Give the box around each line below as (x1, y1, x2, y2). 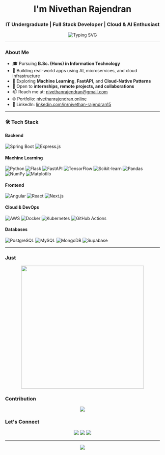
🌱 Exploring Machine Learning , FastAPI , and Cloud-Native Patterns (12, 78, 151, 84)
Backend (5, 133, 24, 139)
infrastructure (12, 73, 40, 79)
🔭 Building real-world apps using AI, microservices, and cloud (12, 67, 137, 73)
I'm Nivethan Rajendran (33, 3, 132, 15)
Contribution (5, 395, 36, 402)
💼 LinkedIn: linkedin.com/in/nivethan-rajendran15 (12, 101, 111, 107)
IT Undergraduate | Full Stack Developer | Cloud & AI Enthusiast (5, 21, 160, 28)
